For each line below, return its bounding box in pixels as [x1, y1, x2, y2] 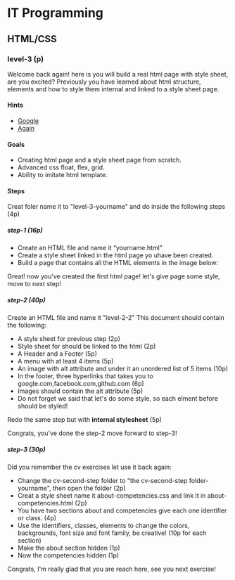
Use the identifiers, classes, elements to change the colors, [17, 522, 190, 530]
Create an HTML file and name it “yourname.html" [17, 244, 163, 252]
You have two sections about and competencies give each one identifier [17, 506, 227, 515]
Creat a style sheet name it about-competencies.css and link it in [17, 491, 206, 500]
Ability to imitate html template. [17, 171, 108, 179]
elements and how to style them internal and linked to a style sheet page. [7, 84, 220, 93]
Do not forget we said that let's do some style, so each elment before [17, 394, 218, 403]
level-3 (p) [7, 54, 44, 64]
